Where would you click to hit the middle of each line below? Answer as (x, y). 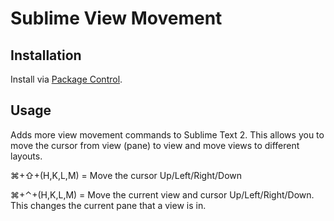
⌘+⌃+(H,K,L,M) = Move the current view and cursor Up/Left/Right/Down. (162, 194)
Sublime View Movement (116, 18)
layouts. (26, 156)
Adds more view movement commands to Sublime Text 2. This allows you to (167, 134)
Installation (46, 55)
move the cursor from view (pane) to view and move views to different (155, 145)
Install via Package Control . (66, 79)
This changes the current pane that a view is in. (108, 205)
